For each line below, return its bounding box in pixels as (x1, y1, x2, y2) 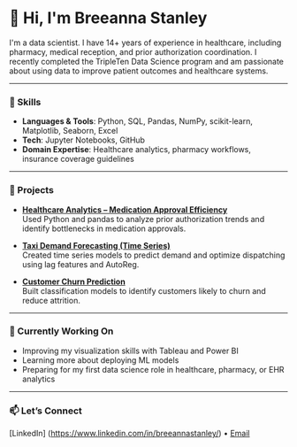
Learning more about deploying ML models (21, 354, 179, 366)
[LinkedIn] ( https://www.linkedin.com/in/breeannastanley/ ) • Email (9, 428, 250, 439)
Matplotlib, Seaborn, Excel (21, 126, 118, 136)
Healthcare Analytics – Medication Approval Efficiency (21, 204, 228, 215)
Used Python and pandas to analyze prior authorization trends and (21, 213, 265, 224)
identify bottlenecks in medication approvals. (21, 223, 187, 234)
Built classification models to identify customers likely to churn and (21, 285, 267, 296)
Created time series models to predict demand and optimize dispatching (21, 250, 286, 260)
